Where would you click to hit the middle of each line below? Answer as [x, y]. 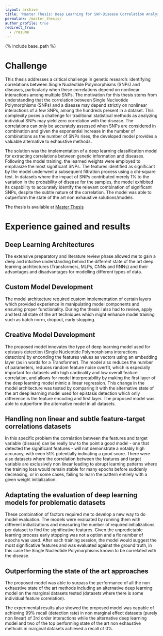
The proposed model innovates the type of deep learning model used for [78, 347]
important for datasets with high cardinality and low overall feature [72, 372]
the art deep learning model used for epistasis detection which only [73, 393]
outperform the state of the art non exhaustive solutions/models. [70, 197]
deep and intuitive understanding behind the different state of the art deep [79, 261]
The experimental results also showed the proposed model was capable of [80, 608]
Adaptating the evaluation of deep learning [71, 495]
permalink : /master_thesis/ [33, 19]
